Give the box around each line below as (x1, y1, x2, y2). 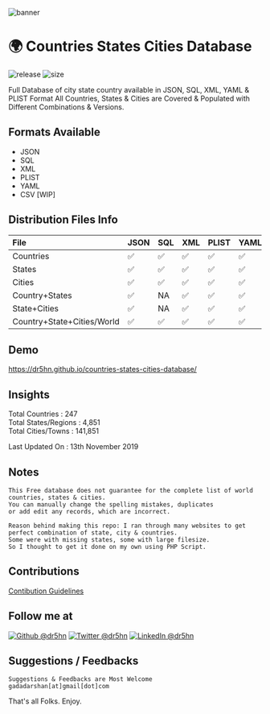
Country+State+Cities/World (12, 316, 121, 327)
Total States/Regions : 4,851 (8, 418, 100, 427)
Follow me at (8, 609, 73, 623)
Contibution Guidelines (8, 586, 84, 596)
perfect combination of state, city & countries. (8, 529, 178, 537)
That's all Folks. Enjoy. (8, 696, 82, 706)
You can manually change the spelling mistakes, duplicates (8, 501, 215, 509)
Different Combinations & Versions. (8, 101, 125, 112)
